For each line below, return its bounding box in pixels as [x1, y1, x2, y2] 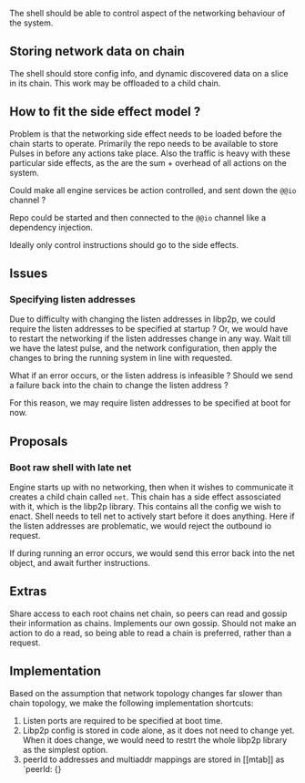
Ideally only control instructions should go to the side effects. [9, 239, 239, 250]
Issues [9, 266, 48, 282]
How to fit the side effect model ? [9, 104, 201, 119]
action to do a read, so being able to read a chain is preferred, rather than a [9, 627, 292, 638]
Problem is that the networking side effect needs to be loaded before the [9, 128, 282, 139]
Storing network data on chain [9, 44, 185, 59]
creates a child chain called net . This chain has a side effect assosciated [9, 491, 281, 502]
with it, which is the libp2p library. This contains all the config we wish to [9, 501, 281, 511]
